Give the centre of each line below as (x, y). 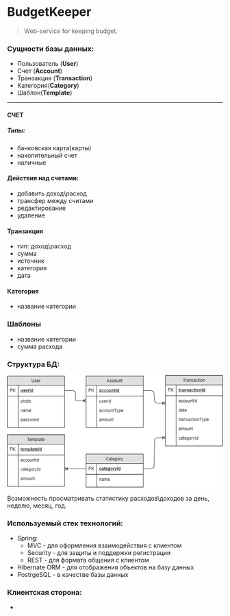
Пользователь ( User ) (48, 64)
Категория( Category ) (48, 86)
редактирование (41, 208)
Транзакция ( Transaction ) (55, 78)
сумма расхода (40, 346)
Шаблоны (24, 324)
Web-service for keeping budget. (71, 31)
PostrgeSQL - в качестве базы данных (73, 575)
